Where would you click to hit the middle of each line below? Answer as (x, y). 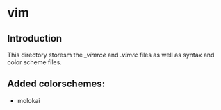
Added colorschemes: (56, 84)
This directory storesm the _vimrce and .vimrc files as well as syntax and (111, 55)
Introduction (35, 38)
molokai (28, 100)
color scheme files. (35, 62)
